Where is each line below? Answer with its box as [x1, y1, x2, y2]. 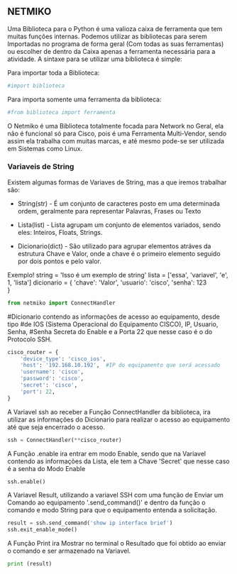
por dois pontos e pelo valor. [17, 257, 101, 265]
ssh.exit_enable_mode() [7, 526, 78, 534]
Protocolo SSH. [7, 335, 52, 343]
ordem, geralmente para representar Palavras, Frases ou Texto [17, 206, 202, 215]
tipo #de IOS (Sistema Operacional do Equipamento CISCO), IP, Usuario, [7, 319, 219, 329]
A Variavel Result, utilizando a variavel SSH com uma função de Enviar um [7, 491, 224, 500]
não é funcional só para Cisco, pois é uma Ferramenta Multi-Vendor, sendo [7, 129, 227, 138]
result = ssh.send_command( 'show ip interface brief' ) [7, 519, 173, 527]
